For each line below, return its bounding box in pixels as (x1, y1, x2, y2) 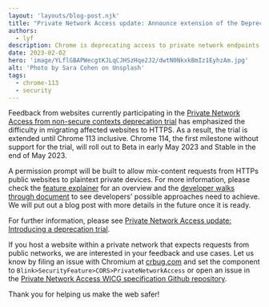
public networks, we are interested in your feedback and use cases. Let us (8, 248, 255, 258)
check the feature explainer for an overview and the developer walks (8, 184, 235, 193)
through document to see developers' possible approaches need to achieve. (8, 192, 260, 201)
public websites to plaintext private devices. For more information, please (8, 175, 251, 184)
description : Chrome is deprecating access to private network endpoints (8, 42, 260, 50)
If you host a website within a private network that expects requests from (8, 240, 250, 249)
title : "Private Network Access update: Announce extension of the (8, 19, 239, 27)
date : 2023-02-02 (8, 49, 66, 57)
